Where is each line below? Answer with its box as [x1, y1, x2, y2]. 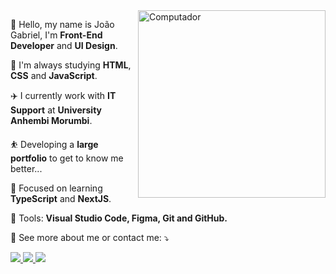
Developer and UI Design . [10, 40, 118, 51]
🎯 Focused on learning [10, 182, 103, 194]
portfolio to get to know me [10, 152, 124, 164]
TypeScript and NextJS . [10, 193, 112, 204]
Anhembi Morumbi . [10, 115, 93, 126]
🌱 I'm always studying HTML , [10, 59, 132, 71]
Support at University [10, 104, 102, 116]
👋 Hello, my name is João [10, 19, 115, 30]
